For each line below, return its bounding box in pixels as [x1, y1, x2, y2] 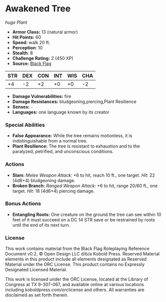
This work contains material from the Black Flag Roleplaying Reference [5, 246, 150, 252]
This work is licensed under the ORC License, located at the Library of [5, 276, 149, 282]
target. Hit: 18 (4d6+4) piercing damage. [12, 188, 95, 194]
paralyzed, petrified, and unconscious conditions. [12, 149, 114, 154]
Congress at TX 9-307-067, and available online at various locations [5, 282, 144, 288]
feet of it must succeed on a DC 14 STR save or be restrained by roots [12, 216, 155, 223]
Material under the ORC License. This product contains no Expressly [5, 261, 145, 267]
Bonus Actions [5, 200, 41, 207]
